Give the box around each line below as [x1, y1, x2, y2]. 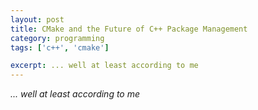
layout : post [10, 14, 65, 25]
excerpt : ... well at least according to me [10, 61, 199, 71]
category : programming [10, 33, 105, 43]
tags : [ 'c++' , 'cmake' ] [10, 42, 110, 53]
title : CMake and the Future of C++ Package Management [10, 24, 248, 34]
